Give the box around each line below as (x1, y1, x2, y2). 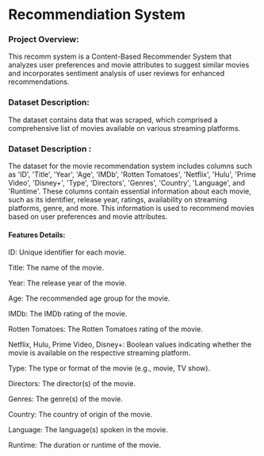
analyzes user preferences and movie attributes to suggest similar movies (8, 60, 250, 70)
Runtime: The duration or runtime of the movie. (8, 440, 161, 450)
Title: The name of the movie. (8, 263, 105, 273)
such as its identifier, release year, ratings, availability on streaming (8, 195, 228, 205)
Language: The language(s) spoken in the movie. (8, 425, 168, 435)
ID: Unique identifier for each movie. (8, 247, 127, 257)
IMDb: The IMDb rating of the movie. (8, 309, 128, 319)
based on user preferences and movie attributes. (8, 212, 168, 221)
